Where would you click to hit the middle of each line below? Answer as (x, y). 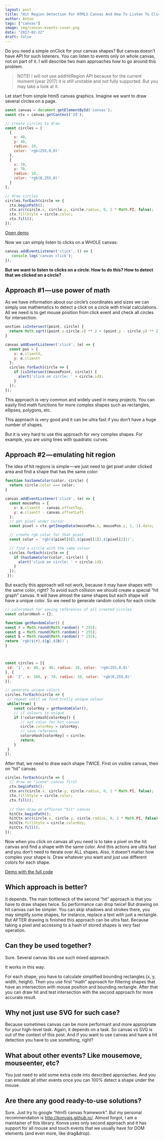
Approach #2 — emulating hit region (60, 454)
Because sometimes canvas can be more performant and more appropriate (81, 1024)
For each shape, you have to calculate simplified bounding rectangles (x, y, (81, 976)
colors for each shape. (28, 862)
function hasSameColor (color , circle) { (47, 481)
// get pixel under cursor (37, 522)
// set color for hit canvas (50, 722)
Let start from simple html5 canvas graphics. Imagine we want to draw (76, 96)
